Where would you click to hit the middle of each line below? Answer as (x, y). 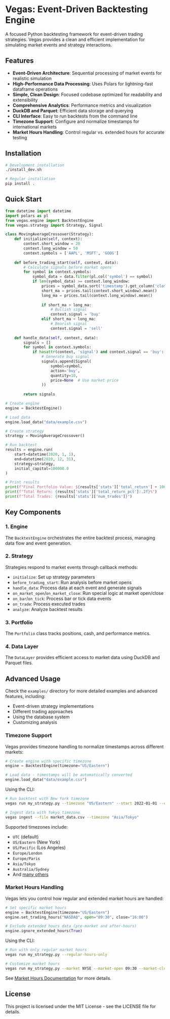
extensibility (25, 100)
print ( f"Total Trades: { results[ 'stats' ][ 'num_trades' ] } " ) (69, 497)
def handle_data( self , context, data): (56, 338)
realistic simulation (32, 78)
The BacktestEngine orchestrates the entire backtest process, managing (80, 538)
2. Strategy (19, 556)
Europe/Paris (26, 859)
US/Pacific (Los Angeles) (39, 847)
